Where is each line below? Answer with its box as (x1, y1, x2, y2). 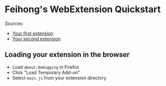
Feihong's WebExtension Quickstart (5, 4, 161, 15)
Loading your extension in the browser (5, 50, 130, 59)
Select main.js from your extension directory (12, 75, 106, 81)
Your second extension (12, 36, 61, 42)
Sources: (5, 20, 24, 26)
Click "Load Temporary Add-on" (12, 69, 80, 75)
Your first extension (12, 30, 53, 36)
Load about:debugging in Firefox (12, 64, 79, 70)
